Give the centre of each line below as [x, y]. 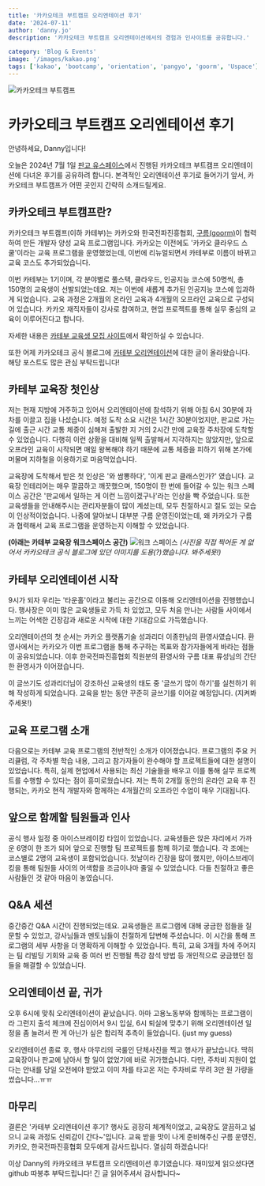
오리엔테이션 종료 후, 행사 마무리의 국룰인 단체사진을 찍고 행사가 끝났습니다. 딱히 [131, 1049]
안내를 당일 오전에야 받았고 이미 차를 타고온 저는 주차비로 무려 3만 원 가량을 [138, 1069]
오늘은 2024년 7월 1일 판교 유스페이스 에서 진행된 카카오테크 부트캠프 [114, 165]
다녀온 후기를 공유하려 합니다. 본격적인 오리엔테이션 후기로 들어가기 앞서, [134, 175]
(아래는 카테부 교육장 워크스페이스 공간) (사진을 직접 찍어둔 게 [127, 542]
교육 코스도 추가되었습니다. [49, 263]
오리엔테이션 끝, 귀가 [55, 993]
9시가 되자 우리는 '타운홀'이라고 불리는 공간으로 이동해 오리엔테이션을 [115, 600]
